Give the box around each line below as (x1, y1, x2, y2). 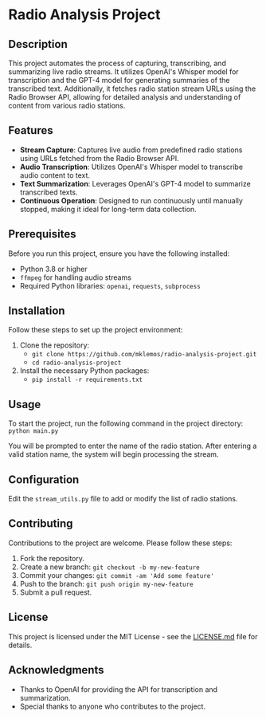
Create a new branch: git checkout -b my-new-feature (19, 562, 201, 572)
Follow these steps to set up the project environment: (8, 325, 183, 335)
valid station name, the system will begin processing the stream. (8, 450, 219, 459)
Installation (8, 304, 65, 318)
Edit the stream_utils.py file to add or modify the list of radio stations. (8, 494, 238, 504)
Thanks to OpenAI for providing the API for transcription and (19, 684, 217, 694)
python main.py (8, 427, 59, 435)
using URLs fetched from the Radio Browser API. (19, 153, 179, 163)
